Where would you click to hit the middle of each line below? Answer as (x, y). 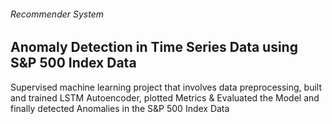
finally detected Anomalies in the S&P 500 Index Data (120, 108)
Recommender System (57, 14)
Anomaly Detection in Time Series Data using (154, 47)
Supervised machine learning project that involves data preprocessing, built (166, 87)
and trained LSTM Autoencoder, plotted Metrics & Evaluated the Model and (165, 97)
